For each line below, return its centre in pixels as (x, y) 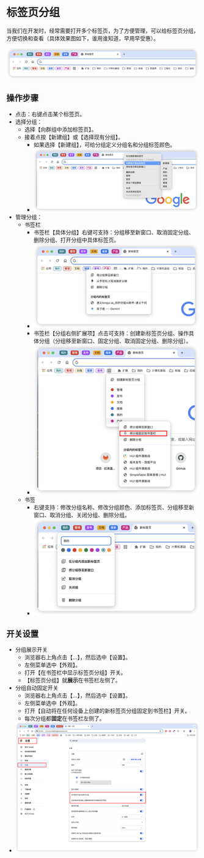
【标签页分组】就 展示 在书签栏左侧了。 (72, 681)
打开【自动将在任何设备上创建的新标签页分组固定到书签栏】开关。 (107, 711)
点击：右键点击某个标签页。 (50, 114)
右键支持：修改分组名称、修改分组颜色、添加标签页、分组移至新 (114, 507)
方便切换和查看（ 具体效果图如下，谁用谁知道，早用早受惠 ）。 (82, 38)
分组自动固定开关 (37, 688)
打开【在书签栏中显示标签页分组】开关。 (75, 673)
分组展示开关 (31, 650)
